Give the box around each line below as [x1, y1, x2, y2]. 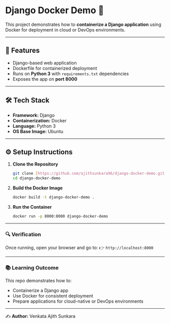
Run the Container [12, 204, 52, 210]
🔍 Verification [5, 231, 41, 238]
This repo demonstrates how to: [5, 278, 72, 284]
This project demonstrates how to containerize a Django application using [5, 21, 161, 27]
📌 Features [5, 46, 40, 55]
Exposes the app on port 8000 [12, 76, 77, 82]
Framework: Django [12, 112, 55, 118]
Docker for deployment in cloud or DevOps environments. [5, 26, 125, 33]
